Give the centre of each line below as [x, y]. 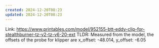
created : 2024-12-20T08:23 [34, 10]
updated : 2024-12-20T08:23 [34, 15]
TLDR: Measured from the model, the [115, 34]
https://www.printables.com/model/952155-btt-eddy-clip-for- [81, 29]
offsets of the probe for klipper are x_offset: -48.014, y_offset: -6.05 [75, 40]
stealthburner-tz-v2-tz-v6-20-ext [41, 34]
